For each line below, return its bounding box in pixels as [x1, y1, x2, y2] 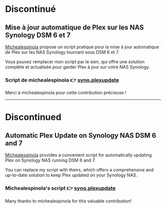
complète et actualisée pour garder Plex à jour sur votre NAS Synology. [5, 64, 150, 70]
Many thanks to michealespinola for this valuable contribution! [5, 198, 132, 204]
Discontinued [5, 112, 62, 123]
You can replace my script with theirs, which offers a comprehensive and [5, 167, 154, 173]
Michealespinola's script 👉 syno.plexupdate [5, 185, 116, 192]
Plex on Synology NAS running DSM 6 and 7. [5, 157, 96, 164]
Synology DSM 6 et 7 [5, 31, 71, 39]
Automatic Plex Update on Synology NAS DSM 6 [5, 131, 157, 139]
